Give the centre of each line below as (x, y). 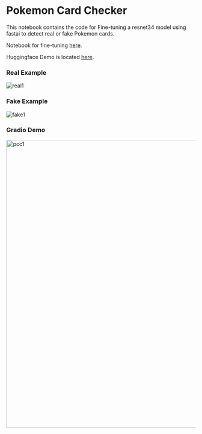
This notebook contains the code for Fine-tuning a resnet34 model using (96, 27)
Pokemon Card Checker (67, 11)
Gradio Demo (26, 130)
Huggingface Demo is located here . (50, 57)
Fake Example (27, 101)
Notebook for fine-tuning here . (44, 45)
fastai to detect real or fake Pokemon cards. (60, 33)
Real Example (26, 72)
